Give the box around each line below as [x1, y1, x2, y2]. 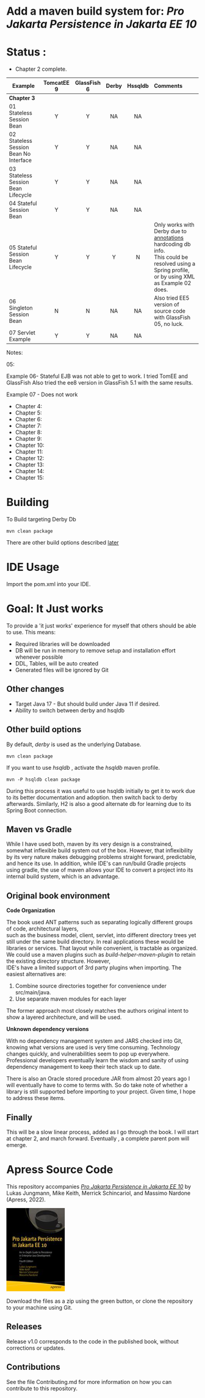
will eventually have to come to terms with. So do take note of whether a [6, 1082, 188, 1089]
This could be [154, 253, 189, 261]
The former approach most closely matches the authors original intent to [6, 1007, 189, 1015]
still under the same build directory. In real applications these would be [6, 938, 184, 946]
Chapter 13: [15, 461, 45, 468]
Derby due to [154, 228, 187, 235]
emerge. [6, 1142, 27, 1148]
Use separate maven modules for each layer [15, 995, 127, 1002]
